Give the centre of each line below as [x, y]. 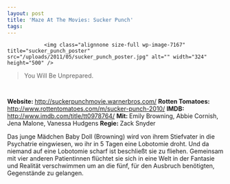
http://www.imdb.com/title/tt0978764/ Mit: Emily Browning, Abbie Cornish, [113, 116]
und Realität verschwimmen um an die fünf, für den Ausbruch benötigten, [111, 166]
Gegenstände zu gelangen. [45, 173]
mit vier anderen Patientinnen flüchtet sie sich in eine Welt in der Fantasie [111, 159]
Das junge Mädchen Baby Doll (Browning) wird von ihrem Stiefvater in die [111, 137]
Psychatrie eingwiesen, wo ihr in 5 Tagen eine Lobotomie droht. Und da [108, 144]
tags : [15, 26]
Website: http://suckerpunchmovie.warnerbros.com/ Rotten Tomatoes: [108, 102]
